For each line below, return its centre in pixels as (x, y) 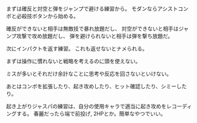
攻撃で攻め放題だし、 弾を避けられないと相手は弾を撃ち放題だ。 (95, 36)
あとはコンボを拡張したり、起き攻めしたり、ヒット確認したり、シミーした (97, 86)
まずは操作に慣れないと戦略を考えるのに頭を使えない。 (73, 61)
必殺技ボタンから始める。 (47, 16)
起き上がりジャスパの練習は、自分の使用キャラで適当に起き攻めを (86, 106)
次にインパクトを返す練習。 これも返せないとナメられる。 (77, 48)
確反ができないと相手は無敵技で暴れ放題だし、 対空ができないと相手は (92, 29)
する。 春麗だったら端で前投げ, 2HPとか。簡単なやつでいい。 (91, 114)
